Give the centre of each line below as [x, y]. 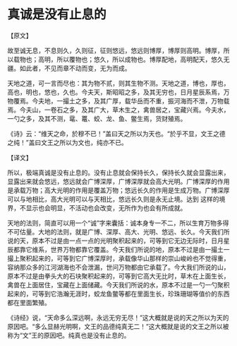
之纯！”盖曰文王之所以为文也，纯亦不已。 [68, 142]
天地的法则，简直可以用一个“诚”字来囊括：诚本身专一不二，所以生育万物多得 [118, 223]
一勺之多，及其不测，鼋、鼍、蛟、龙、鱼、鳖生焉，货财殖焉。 [97, 118]
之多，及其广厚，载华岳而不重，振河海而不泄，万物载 [152, 100]
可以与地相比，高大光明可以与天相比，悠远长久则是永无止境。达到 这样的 [113, 199]
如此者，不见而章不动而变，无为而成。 [75, 68]
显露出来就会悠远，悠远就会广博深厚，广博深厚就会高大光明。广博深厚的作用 [119, 181]
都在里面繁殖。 [29, 302]
